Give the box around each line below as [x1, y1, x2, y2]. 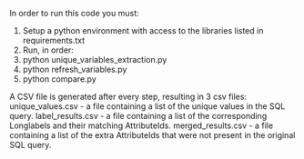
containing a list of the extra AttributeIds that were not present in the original [9, 130, 296, 140]
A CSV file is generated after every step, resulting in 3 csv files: [9, 91, 248, 102]
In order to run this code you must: [9, 8, 139, 18]
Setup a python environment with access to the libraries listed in [22, 25, 264, 35]
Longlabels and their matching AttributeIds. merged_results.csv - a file [9, 120, 274, 131]
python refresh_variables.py [22, 64, 127, 75]
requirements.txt [22, 35, 86, 45]
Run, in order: [22, 45, 75, 55]
